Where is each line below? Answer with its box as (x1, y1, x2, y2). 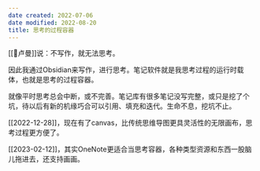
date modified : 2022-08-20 (8, 19, 97, 27)
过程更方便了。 (14, 128, 64, 137)
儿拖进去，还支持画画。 (8, 155, 84, 164)
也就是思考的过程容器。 (21, 75, 98, 85)
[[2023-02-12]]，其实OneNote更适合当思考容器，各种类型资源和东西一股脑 (8, 144, 252, 154)
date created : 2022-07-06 (8, 11, 93, 20)
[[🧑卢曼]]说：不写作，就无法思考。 (8, 49, 120, 58)
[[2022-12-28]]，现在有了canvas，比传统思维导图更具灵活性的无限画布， (8, 118, 246, 128)
